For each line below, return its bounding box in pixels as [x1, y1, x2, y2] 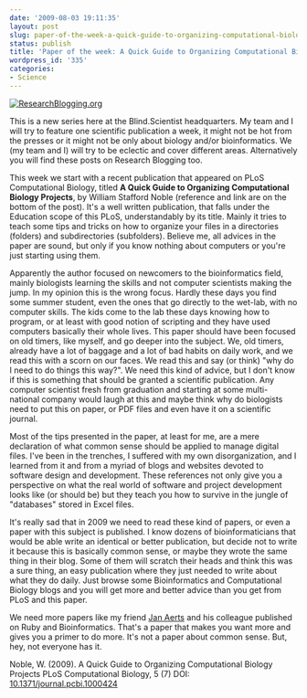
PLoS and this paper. [9, 594, 89, 605]
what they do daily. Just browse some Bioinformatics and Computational [9, 575, 282, 586]
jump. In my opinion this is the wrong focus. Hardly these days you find [9, 287, 277, 298]
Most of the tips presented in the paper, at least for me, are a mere [9, 430, 260, 441]
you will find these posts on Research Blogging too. [9, 154, 203, 165]
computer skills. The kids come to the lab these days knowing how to [9, 306, 270, 317]
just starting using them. [9, 249, 101, 260]
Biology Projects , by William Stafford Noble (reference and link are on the [9, 191, 287, 202]
